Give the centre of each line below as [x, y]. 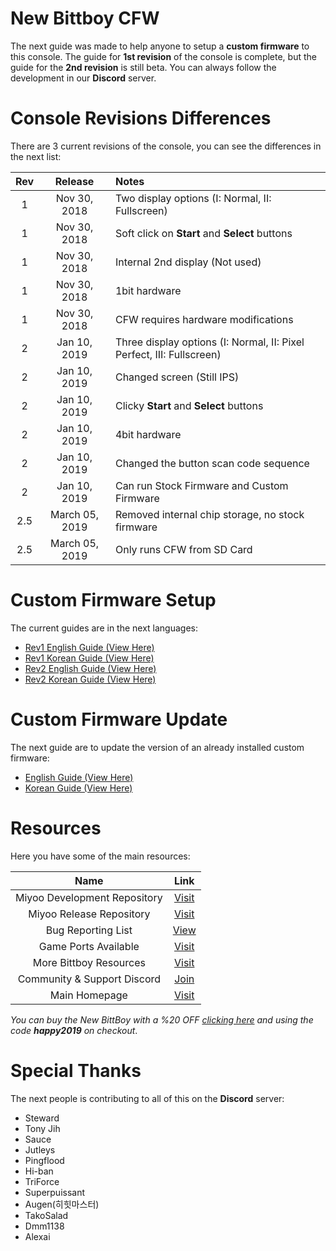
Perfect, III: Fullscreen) [168, 354]
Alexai [37, 1236]
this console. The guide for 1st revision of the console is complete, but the [163, 56]
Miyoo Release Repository [89, 914]
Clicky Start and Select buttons [189, 405]
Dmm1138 [44, 1226]
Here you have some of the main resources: [100, 856]
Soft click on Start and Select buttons [203, 233]
